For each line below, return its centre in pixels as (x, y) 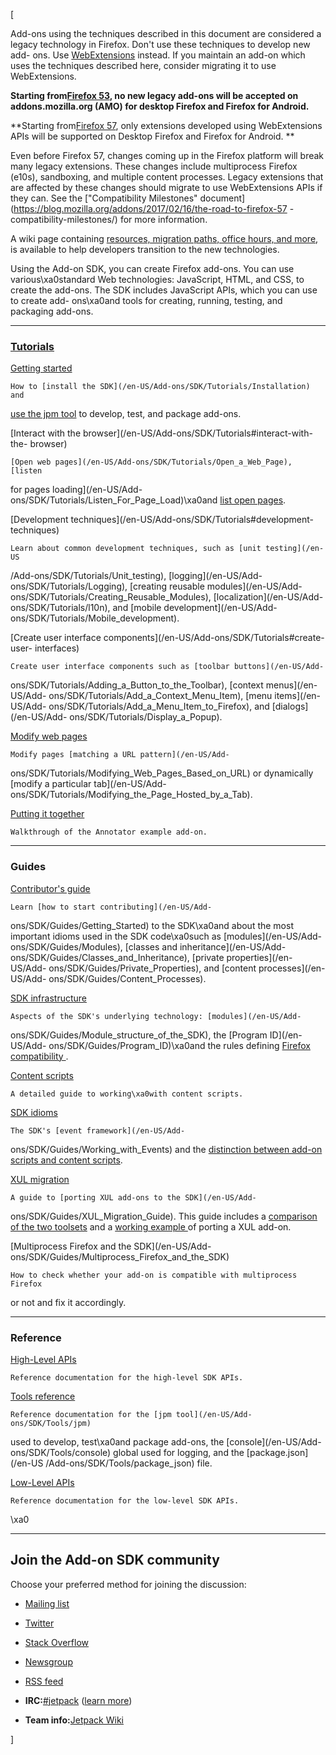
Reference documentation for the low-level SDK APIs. (125, 1500)
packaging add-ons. (52, 311)
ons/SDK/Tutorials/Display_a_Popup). (146, 717)
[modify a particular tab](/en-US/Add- (88, 784)
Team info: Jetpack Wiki (74, 1720)
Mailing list (47, 1603)
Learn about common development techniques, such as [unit (136, 549)
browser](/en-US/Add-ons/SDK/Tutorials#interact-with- (197, 433)
